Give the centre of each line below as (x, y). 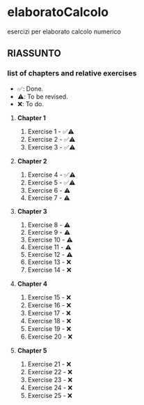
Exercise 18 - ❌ (49, 321)
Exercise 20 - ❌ (50, 337)
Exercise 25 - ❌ (50, 395)
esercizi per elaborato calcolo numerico (64, 31)
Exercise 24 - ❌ (50, 388)
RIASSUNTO (34, 53)
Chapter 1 (32, 118)
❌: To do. (30, 104)
